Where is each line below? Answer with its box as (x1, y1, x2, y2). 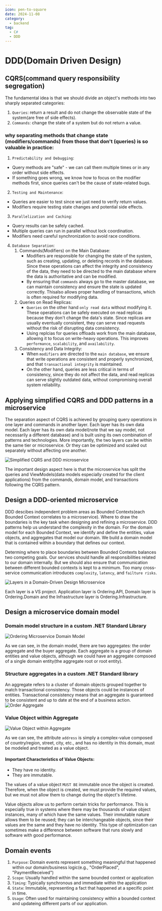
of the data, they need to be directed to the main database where (26, 268, 156, 275)
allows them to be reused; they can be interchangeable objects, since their (5, 817, 154, 823)
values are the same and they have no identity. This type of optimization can (5, 822, 157, 828)
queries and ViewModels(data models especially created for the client (5, 471, 145, 477)
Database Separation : (12, 242, 55, 248)
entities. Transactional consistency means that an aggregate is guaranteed (5, 692, 154, 698)
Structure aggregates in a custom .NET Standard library (5, 670, 139, 677)
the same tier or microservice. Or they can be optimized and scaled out (5, 442, 147, 448)
